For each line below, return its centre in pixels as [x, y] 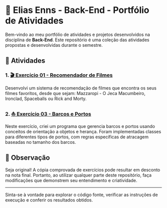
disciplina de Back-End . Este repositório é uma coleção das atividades [77, 40]
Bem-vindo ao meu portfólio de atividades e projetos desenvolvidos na [78, 34]
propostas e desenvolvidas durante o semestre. [54, 45]
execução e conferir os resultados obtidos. [49, 200]
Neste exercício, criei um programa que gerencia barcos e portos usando [80, 126]
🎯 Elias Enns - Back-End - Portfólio [77, 10]
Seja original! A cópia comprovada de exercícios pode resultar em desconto [83, 170]
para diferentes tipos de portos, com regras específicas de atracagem [77, 137]
